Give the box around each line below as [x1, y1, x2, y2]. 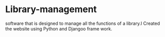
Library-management [5, 4, 97, 15]
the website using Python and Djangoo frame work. [5, 25, 112, 31]
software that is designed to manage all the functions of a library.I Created [5, 20, 160, 26]
